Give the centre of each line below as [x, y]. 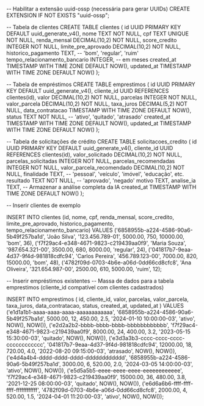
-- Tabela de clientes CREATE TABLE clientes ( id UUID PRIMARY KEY [94, 27]
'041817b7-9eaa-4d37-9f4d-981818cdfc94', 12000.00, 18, [120, 345]
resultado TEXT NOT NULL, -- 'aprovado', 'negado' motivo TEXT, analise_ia [101, 180]
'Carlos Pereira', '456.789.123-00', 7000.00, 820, [137, 256]
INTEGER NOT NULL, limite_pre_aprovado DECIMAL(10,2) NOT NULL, [94, 46]
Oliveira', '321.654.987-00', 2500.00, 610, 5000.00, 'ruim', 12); [84, 269]
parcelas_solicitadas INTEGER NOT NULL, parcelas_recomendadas [91, 161]
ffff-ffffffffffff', [24, 390]
